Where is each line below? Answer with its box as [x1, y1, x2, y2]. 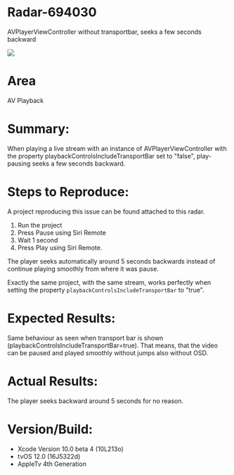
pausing [7, 159, 31, 168]
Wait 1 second [17, 235, 58, 244]
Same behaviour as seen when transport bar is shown [7, 333, 164, 342]
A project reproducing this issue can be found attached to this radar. [7, 207, 205, 216]
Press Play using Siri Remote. [17, 243, 103, 252]
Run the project [17, 221, 63, 229]
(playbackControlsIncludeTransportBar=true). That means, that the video [7, 341, 219, 350]
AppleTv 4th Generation [17, 459, 86, 468]
